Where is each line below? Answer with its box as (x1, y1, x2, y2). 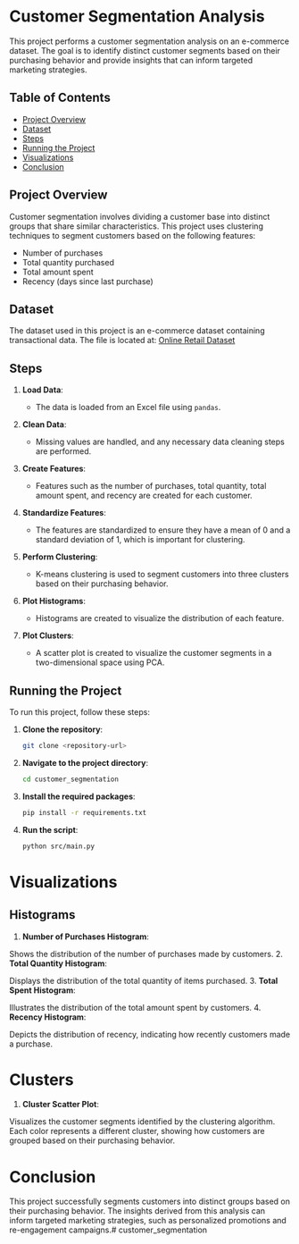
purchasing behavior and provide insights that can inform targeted (9, 55, 253, 65)
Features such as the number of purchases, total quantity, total (35, 481, 267, 492)
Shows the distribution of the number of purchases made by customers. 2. (9, 948, 283, 959)
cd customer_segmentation (21, 775, 119, 784)
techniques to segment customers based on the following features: (9, 230, 256, 240)
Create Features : (21, 463, 87, 475)
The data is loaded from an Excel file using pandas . (35, 402, 221, 413)
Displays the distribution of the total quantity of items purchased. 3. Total (9, 975, 278, 986)
